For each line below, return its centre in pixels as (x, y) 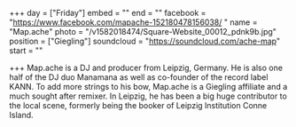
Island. (21, 115)
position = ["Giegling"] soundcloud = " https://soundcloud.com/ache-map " (145, 41)
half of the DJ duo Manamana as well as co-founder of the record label (139, 77)
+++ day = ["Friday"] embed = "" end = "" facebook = (108, 13)
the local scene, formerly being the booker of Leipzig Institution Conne (138, 105)
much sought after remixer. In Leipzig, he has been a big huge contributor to (148, 96)
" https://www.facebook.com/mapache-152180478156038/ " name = (133, 22)
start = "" (26, 51)
